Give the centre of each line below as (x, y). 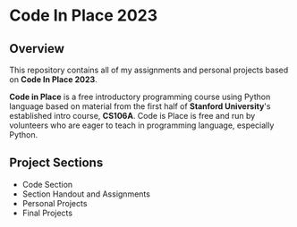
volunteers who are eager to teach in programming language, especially (142, 125)
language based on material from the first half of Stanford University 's (140, 106)
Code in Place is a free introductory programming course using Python (140, 97)
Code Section (47, 184)
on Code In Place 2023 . (54, 80)
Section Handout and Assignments (86, 194)
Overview (37, 49)
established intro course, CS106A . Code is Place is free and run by (132, 116)
